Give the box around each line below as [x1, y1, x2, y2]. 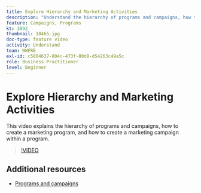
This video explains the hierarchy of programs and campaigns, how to [6, 122, 179, 130]
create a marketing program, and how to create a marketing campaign [6, 129, 179, 136]
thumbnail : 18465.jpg [6, 31, 60, 37]
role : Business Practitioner [6, 59, 79, 65]
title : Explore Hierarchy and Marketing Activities [6, 8, 138, 15]
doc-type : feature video [6, 36, 68, 42]
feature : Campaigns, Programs [6, 20, 82, 26]
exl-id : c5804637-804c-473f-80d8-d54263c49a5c [6, 53, 124, 59]
